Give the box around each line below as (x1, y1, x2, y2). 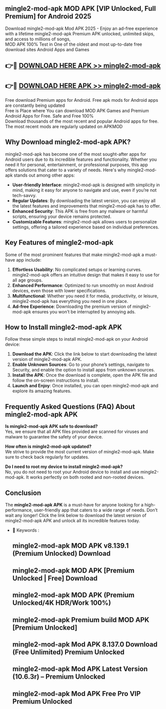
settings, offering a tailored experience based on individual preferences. (12, 224, 160, 230)
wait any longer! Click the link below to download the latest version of (5, 512, 147, 518)
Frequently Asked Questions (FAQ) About (5, 402, 135, 411)
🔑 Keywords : (12, 527, 40, 533)
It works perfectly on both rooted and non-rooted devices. (26, 474, 145, 480)
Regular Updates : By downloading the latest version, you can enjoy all (12, 198, 156, 204)
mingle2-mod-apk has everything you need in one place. (12, 298, 128, 304)
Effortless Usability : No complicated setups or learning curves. (12, 266, 142, 273)
